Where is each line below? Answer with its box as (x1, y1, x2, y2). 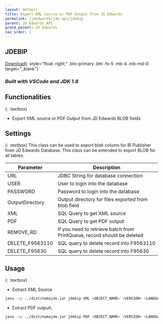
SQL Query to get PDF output (57, 218, 125, 225)
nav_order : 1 (5, 30, 32, 35)
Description (93, 164, 121, 171)
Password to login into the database (57, 188, 140, 195)
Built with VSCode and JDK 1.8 (5, 78, 79, 85)
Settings (5, 129, 32, 138)
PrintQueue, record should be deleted (57, 232, 144, 239)
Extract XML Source (12, 287, 52, 292)
